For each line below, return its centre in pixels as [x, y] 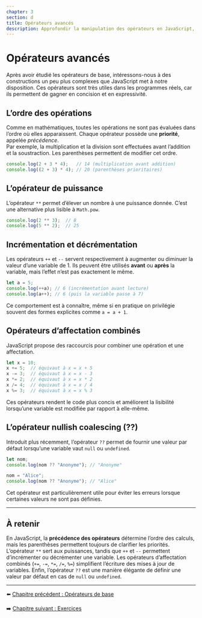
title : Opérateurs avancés [40, 23]
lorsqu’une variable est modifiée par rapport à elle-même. [78, 408]
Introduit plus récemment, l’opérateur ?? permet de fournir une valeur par [97, 442]
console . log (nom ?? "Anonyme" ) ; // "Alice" [62, 482]
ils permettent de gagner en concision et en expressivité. [77, 94]
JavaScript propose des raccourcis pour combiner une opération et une [95, 345]
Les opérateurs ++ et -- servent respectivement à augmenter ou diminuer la [100, 259]
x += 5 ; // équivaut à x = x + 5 [50, 368]
